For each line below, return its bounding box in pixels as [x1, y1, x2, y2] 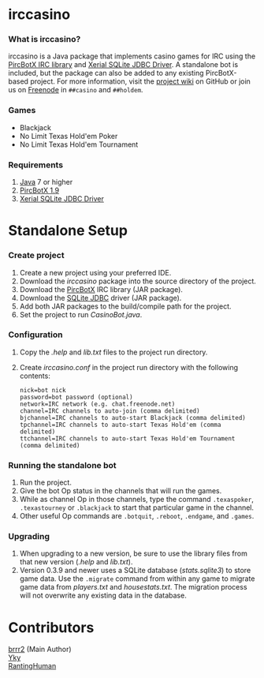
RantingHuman [8, 661, 57, 671]
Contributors [8, 618, 95, 636]
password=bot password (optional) [19, 393, 133, 401]
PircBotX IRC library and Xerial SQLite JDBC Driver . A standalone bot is [8, 60, 239, 69]
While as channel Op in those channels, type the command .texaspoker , [19, 495, 254, 504]
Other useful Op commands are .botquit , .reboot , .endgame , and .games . [19, 511, 255, 521]
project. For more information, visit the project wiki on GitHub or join [30, 77, 251, 86]
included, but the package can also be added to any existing [8, 69, 204, 78]
